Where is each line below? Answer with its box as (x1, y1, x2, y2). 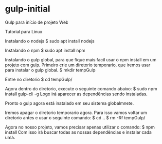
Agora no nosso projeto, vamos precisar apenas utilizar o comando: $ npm (5, 124, 155, 130)
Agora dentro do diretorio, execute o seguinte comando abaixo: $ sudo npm (5, 86, 157, 91)
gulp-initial (5, 3, 50, 14)
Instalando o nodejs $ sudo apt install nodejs (5, 38, 95, 44)
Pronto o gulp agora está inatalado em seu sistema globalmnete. (5, 100, 134, 106)
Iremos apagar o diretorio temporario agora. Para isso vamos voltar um (5, 110, 147, 115)
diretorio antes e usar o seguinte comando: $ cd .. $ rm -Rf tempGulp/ (5, 115, 145, 120)
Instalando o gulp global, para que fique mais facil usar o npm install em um (5, 57, 157, 62)
